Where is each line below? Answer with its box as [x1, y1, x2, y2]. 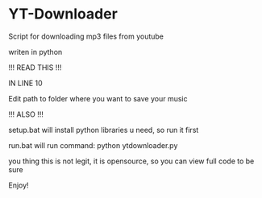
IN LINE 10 [8, 78, 43, 88]
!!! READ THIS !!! [8, 62, 62, 72]
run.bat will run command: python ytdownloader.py [8, 140, 178, 150]
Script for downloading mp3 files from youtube [8, 31, 164, 41]
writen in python [8, 47, 63, 56]
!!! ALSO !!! [8, 109, 44, 119]
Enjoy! [8, 180, 30, 190]
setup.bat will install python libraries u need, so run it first [8, 125, 199, 134]
